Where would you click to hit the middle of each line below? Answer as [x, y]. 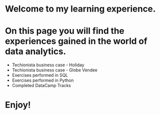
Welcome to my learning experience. [80, 9]
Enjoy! [18, 105]
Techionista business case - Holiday [48, 65]
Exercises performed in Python [43, 80]
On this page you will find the [65, 31]
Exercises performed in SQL [40, 75]
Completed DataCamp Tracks [41, 86]
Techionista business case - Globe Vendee [55, 70]
